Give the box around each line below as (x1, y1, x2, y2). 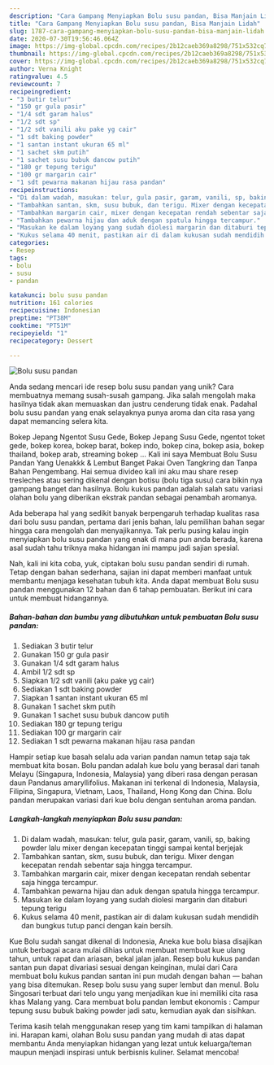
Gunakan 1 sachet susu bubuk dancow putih (20, 710, 170, 720)
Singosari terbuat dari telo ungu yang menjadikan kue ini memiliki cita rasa (9, 989, 259, 998)
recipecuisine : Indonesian (9, 307, 101, 315)
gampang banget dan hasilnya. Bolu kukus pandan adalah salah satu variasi (9, 484, 263, 494)
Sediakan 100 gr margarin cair (20, 727, 122, 737)
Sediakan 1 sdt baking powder (20, 684, 123, 694)
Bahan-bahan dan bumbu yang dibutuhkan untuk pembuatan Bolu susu (9, 612, 259, 622)
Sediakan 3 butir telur (20, 641, 94, 651)
